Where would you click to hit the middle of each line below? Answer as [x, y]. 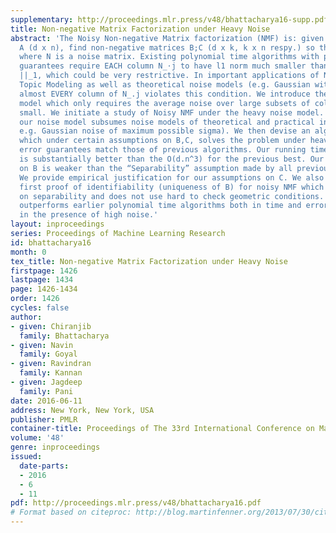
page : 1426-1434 [44, 289]
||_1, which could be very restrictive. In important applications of [169, 76]
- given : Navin [42, 345]
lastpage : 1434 [42, 280]
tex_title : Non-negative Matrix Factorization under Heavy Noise [149, 261]
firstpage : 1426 [44, 271]
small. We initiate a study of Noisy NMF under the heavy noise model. [172, 112]
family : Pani [46, 391]
